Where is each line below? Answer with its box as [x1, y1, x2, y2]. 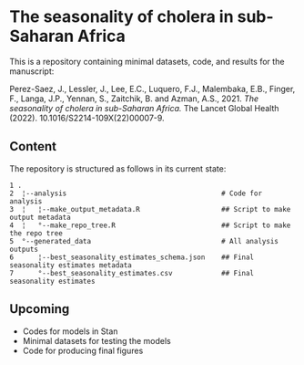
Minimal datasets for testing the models [22, 335, 171, 346]
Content [9, 139, 57, 154]
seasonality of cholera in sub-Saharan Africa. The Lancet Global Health [9, 102, 279, 113]
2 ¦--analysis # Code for [9, 189, 262, 198]
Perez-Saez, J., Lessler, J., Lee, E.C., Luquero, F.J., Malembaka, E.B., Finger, [9, 83, 296, 94]
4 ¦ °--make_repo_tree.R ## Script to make [9, 221, 291, 230]
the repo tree [9, 228, 64, 238]
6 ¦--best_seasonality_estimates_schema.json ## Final [9, 253, 255, 262]
